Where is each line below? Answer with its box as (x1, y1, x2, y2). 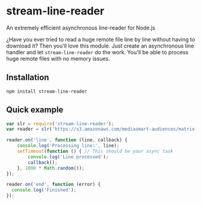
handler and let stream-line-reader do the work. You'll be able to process (6, 48, 189, 55)
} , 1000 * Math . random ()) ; (17, 165, 85, 171)
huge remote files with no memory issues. (6, 55, 110, 62)
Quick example (6, 105, 64, 115)
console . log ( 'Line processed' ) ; (28, 153, 109, 160)
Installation (6, 72, 49, 82)
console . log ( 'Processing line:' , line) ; (17, 143, 120, 149)
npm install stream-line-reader (6, 88, 87, 94)
